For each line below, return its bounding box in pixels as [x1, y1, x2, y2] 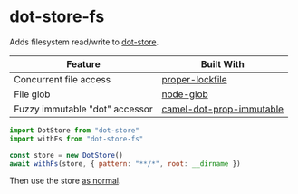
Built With [200, 57, 245, 70]
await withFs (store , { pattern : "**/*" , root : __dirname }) [9, 159, 242, 169]
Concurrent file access [14, 73, 111, 85]
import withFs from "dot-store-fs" [9, 134, 144, 143]
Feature [66, 57, 101, 70]
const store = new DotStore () [9, 150, 124, 160]
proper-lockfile [161, 73, 228, 85]
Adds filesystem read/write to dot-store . [9, 36, 159, 47]
